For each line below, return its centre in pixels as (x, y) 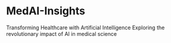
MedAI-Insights (46, 11)
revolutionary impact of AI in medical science (62, 33)
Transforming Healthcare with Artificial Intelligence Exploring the (85, 27)
